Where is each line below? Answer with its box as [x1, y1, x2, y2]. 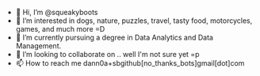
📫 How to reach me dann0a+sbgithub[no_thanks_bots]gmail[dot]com [15, 59, 245, 67]
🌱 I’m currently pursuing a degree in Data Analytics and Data [15, 32, 214, 42]
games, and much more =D [15, 25, 105, 33]
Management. [15, 41, 62, 51]
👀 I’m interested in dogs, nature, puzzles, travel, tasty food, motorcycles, [15, 16, 253, 25]
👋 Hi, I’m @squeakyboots [15, 8, 98, 17]
